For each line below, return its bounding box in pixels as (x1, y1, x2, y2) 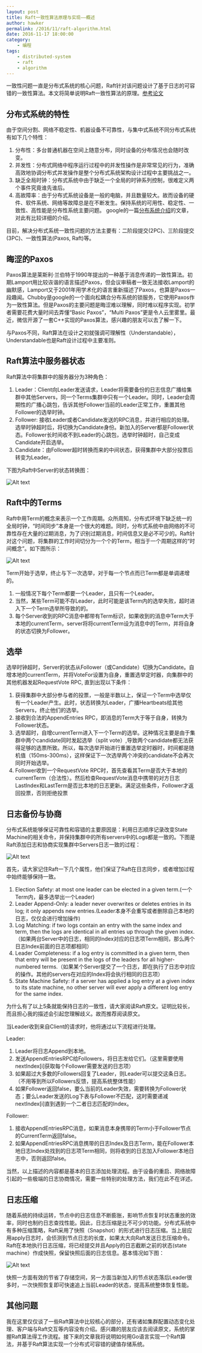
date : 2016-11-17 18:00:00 (6, 31, 74, 37)
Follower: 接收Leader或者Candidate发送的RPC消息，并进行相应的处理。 (14, 416, 193, 423)
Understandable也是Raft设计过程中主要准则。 (6, 337, 119, 344)
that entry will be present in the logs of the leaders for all (14, 956, 156, 963)
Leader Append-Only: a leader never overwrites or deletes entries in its (14, 900, 192, 908)
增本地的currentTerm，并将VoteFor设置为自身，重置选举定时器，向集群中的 (6, 671, 194, 679)
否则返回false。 (31, 1155, 70, 1162)
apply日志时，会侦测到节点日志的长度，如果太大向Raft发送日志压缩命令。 (11, 1234, 194, 1242)
